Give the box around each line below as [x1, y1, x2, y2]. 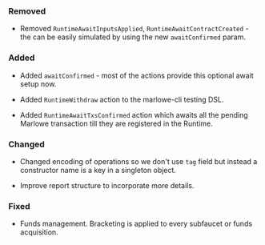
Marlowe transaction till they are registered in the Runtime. [19, 118, 214, 128]
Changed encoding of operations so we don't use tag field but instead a [19, 156, 258, 166]
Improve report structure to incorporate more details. [19, 180, 195, 190]
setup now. [19, 78, 57, 89]
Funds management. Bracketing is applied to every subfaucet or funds [19, 219, 253, 229]
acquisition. [19, 227, 58, 237]
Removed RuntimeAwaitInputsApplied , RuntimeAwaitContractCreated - [19, 24, 250, 34]
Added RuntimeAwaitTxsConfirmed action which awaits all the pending [19, 110, 248, 119]
